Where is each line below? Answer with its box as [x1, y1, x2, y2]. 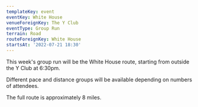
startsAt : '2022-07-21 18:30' [6, 42, 82, 48]
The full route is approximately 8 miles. [6, 93, 101, 101]
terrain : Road [6, 31, 42, 37]
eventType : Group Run [6, 25, 60, 32]
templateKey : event [6, 8, 55, 15]
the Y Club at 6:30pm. [6, 64, 61, 71]
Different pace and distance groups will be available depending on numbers [6, 75, 193, 83]
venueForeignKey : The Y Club [6, 20, 79, 26]
